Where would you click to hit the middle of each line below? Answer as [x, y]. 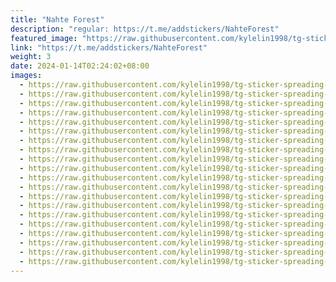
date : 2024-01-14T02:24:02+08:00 [80, 66]
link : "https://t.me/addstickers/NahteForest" [109, 47]
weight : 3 [31, 57]
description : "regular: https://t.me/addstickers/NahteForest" [145, 29]
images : [26, 76]
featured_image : [44, 38]
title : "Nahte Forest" [57, 19]
